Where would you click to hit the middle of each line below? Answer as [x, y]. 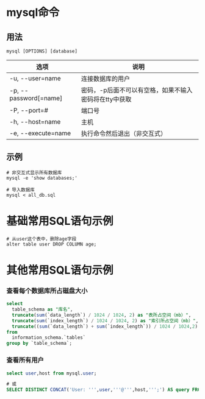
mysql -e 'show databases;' [42, 178]
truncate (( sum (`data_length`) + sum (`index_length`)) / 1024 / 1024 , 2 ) [105, 327]
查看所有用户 [25, 360]
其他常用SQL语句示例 [60, 270]
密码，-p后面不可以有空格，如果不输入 [137, 90]
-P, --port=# [29, 110]
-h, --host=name [35, 122]
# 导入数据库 [20, 189]
